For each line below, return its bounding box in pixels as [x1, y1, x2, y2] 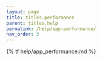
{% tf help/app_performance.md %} [6, 48, 97, 55]
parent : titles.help [6, 20, 59, 26]
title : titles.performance [6, 14, 75, 21]
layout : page [6, 8, 39, 15]
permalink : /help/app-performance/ [6, 25, 97, 32]
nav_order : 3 [6, 31, 39, 37]
